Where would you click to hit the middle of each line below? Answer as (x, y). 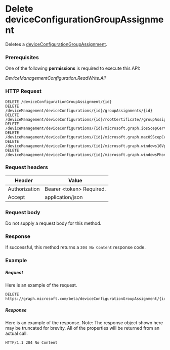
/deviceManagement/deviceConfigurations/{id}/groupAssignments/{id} (79, 111)
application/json (64, 197)
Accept (16, 197)
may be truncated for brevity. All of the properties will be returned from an (82, 328)
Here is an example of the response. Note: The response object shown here (84, 323)
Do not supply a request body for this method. (53, 223)
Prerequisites (22, 57)
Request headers (27, 167)
